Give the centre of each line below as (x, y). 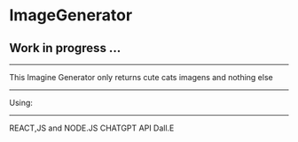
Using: (21, 103)
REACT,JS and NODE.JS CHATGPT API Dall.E (92, 128)
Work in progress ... (65, 48)
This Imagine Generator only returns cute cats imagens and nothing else (141, 77)
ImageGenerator (71, 15)
